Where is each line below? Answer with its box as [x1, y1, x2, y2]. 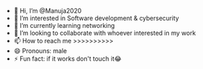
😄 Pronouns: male [13, 47, 67, 55]
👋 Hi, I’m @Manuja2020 [13, 7, 82, 15]
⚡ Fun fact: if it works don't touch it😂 [13, 54, 122, 63]
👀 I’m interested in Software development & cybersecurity [13, 14, 179, 22]
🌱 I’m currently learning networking [13, 22, 115, 29]
